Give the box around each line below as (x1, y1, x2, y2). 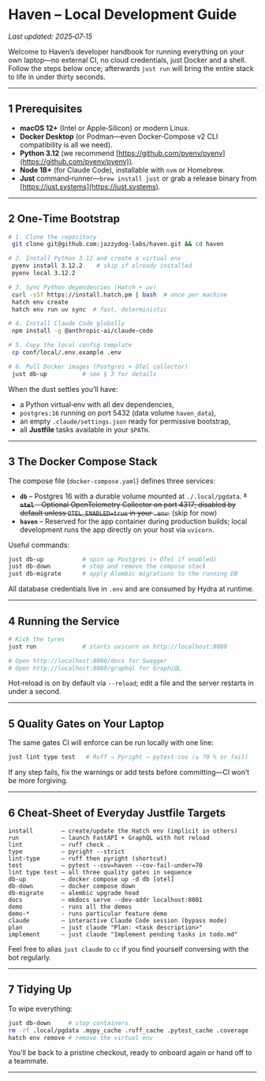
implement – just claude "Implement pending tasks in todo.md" (8, 930, 238, 938)
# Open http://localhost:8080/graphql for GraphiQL (8, 664, 181, 672)
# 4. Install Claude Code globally (8, 319, 125, 328)
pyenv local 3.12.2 (11, 270, 77, 278)
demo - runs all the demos (8, 903, 132, 911)
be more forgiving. (8, 776, 69, 785)
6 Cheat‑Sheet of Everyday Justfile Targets (8, 806, 226, 819)
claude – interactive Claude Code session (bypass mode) (8, 916, 227, 924)
